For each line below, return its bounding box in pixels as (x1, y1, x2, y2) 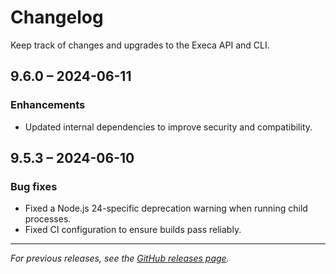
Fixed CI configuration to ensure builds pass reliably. (24, 224, 242, 236)
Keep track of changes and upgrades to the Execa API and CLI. (10, 39, 270, 51)
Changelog (10, 6, 104, 29)
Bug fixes (10, 179, 58, 193)
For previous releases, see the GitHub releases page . (10, 252, 230, 265)
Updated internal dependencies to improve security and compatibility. (24, 121, 313, 133)
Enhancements (10, 98, 86, 112)
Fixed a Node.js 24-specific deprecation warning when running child (24, 202, 308, 215)
